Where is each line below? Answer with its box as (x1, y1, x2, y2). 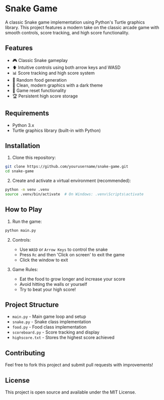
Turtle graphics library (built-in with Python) (12, 127, 101, 133)
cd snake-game (5, 169, 34, 174)
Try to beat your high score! (19, 286, 76, 292)
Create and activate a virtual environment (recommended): (12, 178, 131, 184)
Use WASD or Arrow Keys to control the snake (19, 246, 108, 252)
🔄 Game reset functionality (12, 87, 66, 93)
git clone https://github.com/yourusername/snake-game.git (5, 164, 129, 169)
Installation (5, 141, 40, 150)
